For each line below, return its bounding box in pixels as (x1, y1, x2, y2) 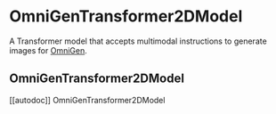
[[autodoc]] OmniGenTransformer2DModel (9, 94, 166, 105)
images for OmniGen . (9, 45, 87, 55)
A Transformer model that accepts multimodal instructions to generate (9, 36, 267, 46)
